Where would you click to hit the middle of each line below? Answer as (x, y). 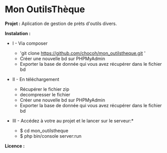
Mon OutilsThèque (45, 9)
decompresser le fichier (45, 94)
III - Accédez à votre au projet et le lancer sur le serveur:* (73, 120)
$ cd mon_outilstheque (44, 131)
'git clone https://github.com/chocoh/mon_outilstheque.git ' (83, 53)
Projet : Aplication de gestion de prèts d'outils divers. (61, 23)
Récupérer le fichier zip (45, 89)
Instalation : (18, 33)
